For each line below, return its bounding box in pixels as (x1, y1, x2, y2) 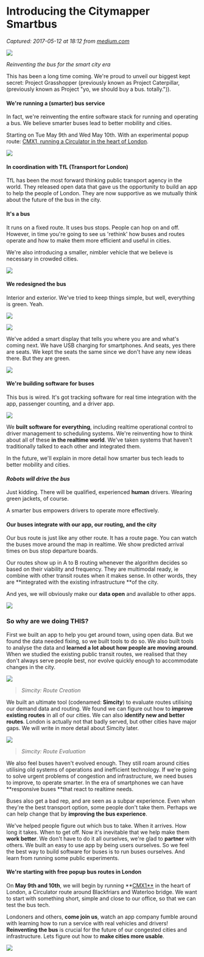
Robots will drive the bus (6, 475, 70, 482)
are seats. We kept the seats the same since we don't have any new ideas (6, 348, 192, 355)
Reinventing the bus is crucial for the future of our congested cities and (6, 926, 187, 933)
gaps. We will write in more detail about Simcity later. (6, 724, 139, 731)
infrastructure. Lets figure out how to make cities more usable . (6, 932, 164, 940)
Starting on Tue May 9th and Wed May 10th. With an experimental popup (6, 131, 189, 138)
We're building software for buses (6, 380, 94, 387)
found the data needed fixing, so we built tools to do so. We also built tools (6, 637, 194, 645)
